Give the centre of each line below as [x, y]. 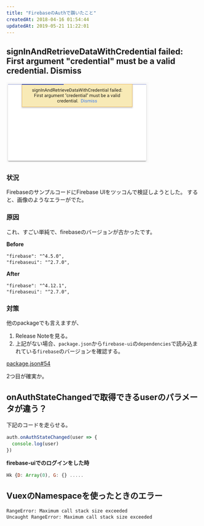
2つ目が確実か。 [27, 376]
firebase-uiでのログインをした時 [48, 463]
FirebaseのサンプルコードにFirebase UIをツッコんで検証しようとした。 [96, 192]
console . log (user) [36, 444]
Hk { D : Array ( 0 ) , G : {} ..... [45, 475]
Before [15, 244]
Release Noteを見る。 [43, 336]
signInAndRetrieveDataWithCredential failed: [95, 51]
